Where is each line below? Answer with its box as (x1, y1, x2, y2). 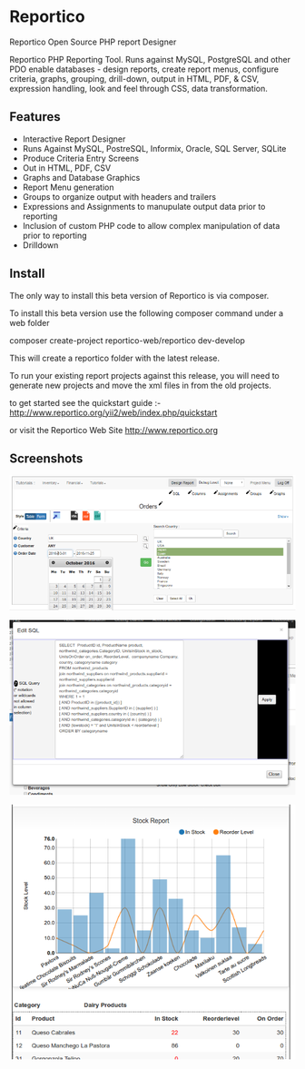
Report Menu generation (22, 182, 114, 193)
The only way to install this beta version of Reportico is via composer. (9, 290, 270, 301)
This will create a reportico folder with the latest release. (9, 352, 221, 363)
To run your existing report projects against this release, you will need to (9, 370, 280, 381)
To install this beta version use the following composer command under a (9, 307, 284, 319)
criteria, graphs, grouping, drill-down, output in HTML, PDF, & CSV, (9, 73, 260, 84)
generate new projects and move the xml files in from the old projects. (9, 380, 272, 391)
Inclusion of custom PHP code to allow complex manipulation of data (22, 220, 280, 231)
